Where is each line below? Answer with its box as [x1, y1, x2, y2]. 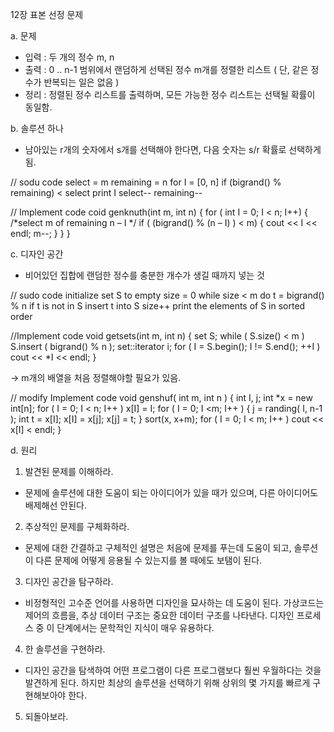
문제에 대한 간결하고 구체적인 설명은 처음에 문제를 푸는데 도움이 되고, [24, 542, 292, 553]
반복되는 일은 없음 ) [43, 76, 120, 88]
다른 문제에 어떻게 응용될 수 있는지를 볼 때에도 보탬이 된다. [35, 554, 263, 566]
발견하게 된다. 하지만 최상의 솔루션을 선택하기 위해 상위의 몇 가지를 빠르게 [24, 677, 311, 688]
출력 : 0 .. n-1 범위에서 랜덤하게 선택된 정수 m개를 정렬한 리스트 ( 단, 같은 [24, 64, 309, 75]
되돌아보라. [24, 711, 69, 722]
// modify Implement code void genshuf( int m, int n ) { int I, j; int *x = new [10, 392, 313, 403]
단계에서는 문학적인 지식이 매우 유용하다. [56, 622, 215, 633]
